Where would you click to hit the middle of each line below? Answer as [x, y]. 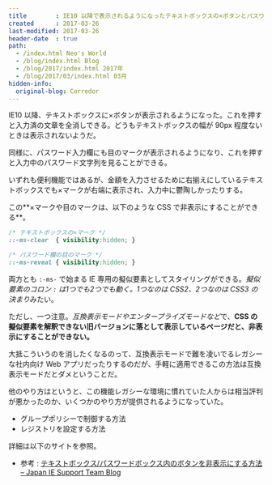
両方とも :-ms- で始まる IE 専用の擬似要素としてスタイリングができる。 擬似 [134, 279]
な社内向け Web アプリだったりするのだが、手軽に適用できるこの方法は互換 [135, 364]
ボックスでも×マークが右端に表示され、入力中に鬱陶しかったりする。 [131, 190]
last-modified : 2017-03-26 [54, 31]
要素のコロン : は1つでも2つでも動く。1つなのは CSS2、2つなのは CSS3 [129, 289]
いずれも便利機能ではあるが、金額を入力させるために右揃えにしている [125, 180]
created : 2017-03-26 [54, 23]
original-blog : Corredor [57, 91]
